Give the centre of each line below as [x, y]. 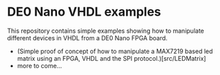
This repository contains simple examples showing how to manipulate [106, 31]
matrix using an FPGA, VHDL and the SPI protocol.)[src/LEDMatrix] [111, 58]
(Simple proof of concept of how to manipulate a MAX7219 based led [115, 51]
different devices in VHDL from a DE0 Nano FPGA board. [87, 37]
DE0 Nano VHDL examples [84, 12]
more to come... [40, 65]
